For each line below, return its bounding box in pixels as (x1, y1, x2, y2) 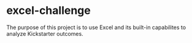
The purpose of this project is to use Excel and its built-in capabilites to (6, 24, 186, 31)
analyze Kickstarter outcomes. (6, 30, 84, 37)
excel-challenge (6, 4, 91, 18)
